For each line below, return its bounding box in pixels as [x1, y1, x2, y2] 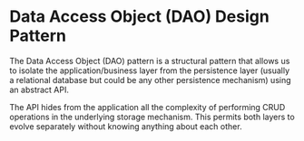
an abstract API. [9, 84, 70, 95]
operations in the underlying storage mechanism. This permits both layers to [9, 111, 295, 122]
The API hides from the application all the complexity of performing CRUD [9, 101, 286, 112]
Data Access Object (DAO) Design [9, 6, 270, 27]
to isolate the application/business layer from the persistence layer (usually [9, 65, 290, 76]
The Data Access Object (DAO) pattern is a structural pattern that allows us [9, 55, 290, 66]
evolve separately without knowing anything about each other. [9, 120, 242, 132]
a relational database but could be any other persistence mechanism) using [9, 74, 292, 85]
